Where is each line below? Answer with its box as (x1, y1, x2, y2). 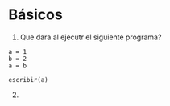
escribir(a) (8, 75, 48, 84)
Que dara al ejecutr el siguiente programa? (19, 32, 162, 42)
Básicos (8, 6, 63, 24)
